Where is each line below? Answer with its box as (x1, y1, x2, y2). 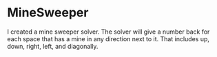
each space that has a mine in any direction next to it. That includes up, (7, 34, 210, 43)
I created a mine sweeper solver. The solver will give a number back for (7, 27, 210, 36)
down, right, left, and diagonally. (7, 42, 99, 50)
